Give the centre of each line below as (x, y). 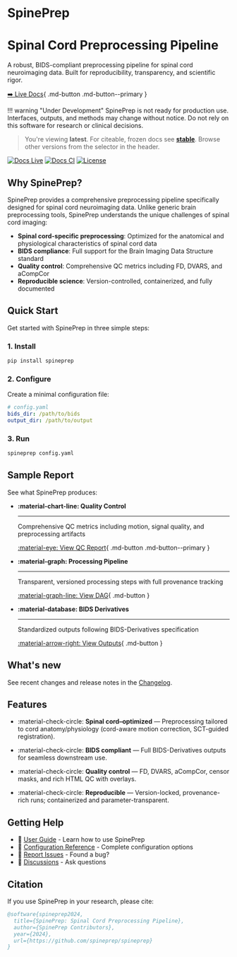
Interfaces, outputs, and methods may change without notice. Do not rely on (118, 118)
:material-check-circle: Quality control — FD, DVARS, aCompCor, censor (123, 772)
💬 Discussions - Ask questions (62, 862)
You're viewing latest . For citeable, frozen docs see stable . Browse (122, 139)
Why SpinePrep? (45, 183)
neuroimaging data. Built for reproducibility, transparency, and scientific (111, 73)
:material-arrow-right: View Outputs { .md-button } (90, 643)
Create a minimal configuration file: (58, 395)
